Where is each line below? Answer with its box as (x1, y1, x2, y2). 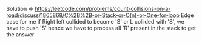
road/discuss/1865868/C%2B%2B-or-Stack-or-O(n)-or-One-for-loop (6, 12, 180, 19)
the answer (6, 31, 35, 38)
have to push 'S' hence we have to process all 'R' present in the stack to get (6, 24, 196, 31)
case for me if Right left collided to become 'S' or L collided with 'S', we (6, 18, 185, 25)
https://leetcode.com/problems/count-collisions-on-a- (34, 5, 171, 12)
